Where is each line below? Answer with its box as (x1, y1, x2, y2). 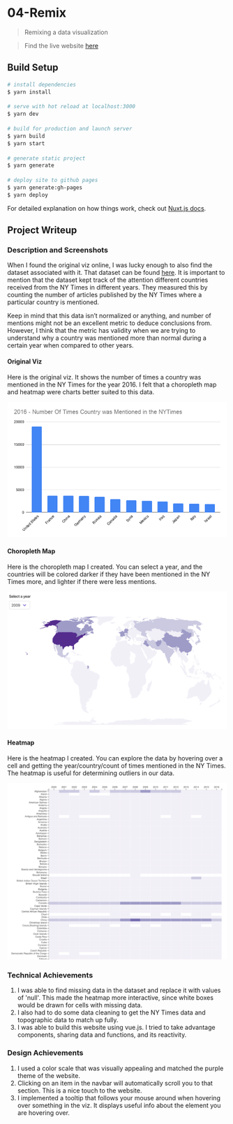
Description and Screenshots (7, 246, 108, 255)
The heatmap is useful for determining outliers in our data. (7, 769, 174, 777)
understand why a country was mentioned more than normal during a (7, 334, 207, 343)
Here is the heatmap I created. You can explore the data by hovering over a (7, 754, 223, 762)
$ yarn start (7, 140, 45, 147)
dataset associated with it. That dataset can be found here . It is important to (7, 269, 225, 277)
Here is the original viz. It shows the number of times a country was (7, 373, 202, 381)
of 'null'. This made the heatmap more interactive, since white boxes (17, 994, 214, 1002)
